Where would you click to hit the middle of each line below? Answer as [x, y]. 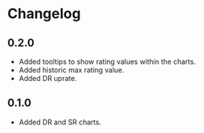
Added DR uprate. [48, 78]
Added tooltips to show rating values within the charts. [107, 61]
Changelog [44, 14]
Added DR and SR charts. [60, 122]
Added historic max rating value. [72, 70]
